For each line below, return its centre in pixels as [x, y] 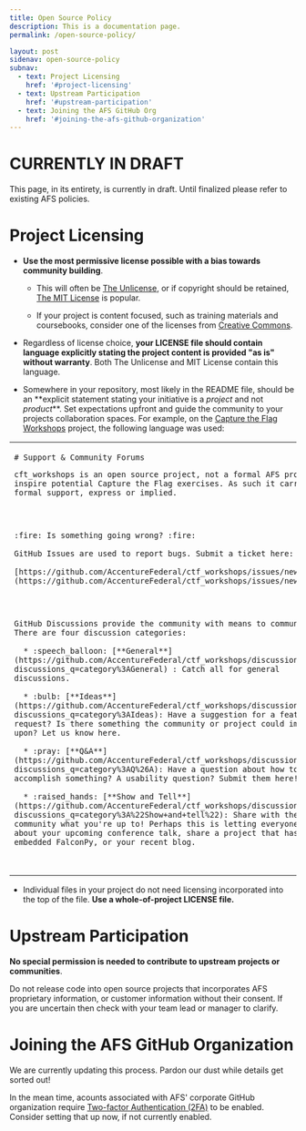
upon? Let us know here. [68, 733]
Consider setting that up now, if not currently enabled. [111, 1116]
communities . [36, 971]
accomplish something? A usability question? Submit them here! [156, 779]
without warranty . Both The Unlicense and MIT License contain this [150, 362]
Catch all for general [231, 669]
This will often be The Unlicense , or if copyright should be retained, [163, 289]
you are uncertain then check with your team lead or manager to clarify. [144, 1008]
